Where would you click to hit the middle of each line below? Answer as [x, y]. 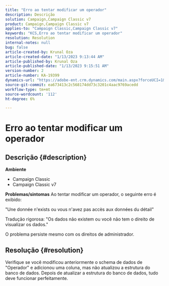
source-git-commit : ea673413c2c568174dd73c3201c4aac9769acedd [72, 85]
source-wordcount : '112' [31, 94]
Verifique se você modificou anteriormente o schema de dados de [74, 262]
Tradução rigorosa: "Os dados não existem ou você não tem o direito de [80, 219]
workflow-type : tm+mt [28, 89]
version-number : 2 [24, 71]
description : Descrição [30, 15]
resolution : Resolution [30, 38]
